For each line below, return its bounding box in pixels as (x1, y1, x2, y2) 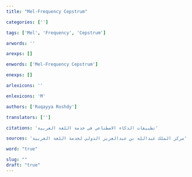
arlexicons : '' (6, 83, 43, 88)
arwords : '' (6, 40, 35, 46)
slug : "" (6, 156, 28, 163)
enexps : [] (6, 72, 33, 78)
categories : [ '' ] (6, 19, 49, 25)
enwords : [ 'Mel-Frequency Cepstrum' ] (6, 62, 98, 67)
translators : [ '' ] (6, 114, 51, 120)
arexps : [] (6, 51, 33, 57)
